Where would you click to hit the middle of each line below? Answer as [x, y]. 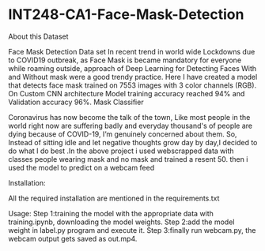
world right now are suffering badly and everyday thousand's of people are [131, 126]
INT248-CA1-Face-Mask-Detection [126, 15]
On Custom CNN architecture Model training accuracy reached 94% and [127, 93]
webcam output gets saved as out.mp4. [73, 238]
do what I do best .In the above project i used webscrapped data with [121, 151]
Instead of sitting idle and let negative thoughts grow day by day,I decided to [133, 142]
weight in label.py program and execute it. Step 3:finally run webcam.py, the [132, 230]
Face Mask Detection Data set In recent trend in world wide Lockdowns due [132, 51]
